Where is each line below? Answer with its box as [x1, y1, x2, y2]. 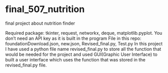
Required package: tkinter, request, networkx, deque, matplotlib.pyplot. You [5, 30, 162, 36]
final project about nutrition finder [5, 20, 76, 26]
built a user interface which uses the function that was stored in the [5, 56, 146, 62]
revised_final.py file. [5, 62, 47, 68]
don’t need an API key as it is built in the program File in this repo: [5, 35, 142, 41]
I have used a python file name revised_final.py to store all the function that [5, 46, 161, 52]
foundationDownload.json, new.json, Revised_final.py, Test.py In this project [5, 40, 163, 46]
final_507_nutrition [5, 4, 85, 15]
